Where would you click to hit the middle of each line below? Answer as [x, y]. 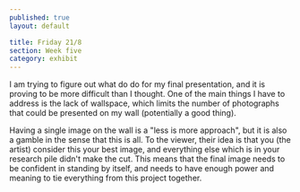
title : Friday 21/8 [46, 42]
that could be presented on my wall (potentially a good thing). [123, 113]
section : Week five [46, 50]
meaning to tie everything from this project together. [106, 178]
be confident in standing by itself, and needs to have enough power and [142, 169]
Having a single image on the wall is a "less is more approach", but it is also [148, 130]
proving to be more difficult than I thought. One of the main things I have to [147, 94]
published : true [39, 17]
